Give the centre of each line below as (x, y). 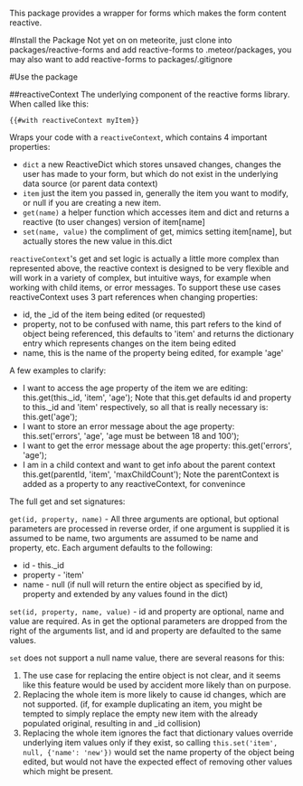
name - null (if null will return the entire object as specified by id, (142, 585)
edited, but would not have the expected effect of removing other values (157, 762)
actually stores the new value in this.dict (97, 241)
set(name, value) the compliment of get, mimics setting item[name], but (157, 231)
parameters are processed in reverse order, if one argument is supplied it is (150, 529)
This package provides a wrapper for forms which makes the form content (148, 13)
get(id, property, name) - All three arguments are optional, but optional (144, 519)
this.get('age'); (50, 416)
